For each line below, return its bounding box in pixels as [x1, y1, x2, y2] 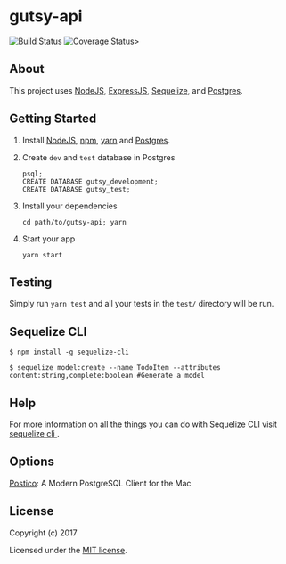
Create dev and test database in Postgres [21, 151, 176, 162]
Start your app [21, 233, 76, 244]
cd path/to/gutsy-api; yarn [21, 217, 127, 226]
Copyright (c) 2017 [9, 527, 78, 538]
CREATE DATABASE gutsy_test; [21, 184, 131, 193]
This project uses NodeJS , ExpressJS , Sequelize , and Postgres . [9, 85, 243, 95]
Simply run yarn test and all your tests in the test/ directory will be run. [9, 298, 274, 309]
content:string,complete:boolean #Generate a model [9, 372, 205, 380]
